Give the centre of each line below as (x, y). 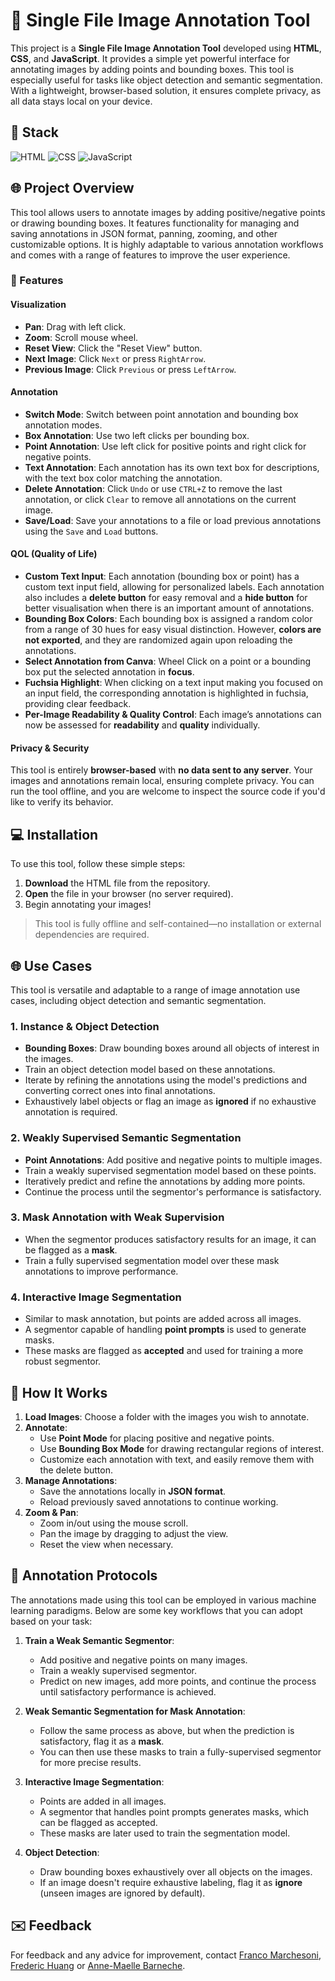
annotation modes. (63, 425)
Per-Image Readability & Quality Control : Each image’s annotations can (173, 715)
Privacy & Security (50, 748)
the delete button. (76, 1470)
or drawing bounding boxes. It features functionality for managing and (155, 223)
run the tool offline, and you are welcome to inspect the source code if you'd (168, 791)
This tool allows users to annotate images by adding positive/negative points (168, 212)
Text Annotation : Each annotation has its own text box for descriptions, (172, 467)
